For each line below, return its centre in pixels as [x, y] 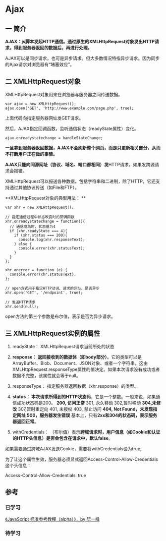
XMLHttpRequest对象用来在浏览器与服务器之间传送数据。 [64, 94]
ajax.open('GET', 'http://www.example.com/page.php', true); [70, 108]
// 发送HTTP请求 [20, 302]
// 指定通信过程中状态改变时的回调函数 [40, 217]
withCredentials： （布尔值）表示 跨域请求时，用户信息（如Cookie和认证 [86, 432]
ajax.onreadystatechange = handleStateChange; [54, 138]
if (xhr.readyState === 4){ [39, 231]
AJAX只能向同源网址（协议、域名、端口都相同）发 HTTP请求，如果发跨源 [80, 164]
